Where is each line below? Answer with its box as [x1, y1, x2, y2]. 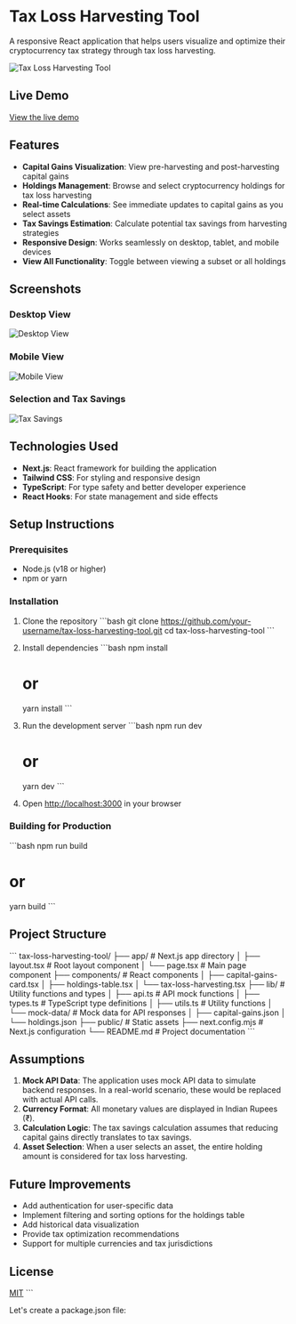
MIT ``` [9, 1288, 34, 1298]
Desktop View [9, 308, 71, 320]
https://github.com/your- [160, 616, 252, 626]
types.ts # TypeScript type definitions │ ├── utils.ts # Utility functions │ [9, 997, 273, 1008]
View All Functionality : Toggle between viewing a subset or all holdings [21, 255, 286, 266]
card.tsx [9, 979, 40, 989]
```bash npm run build [9, 840, 88, 851]
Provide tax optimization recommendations [21, 1229, 180, 1239]
